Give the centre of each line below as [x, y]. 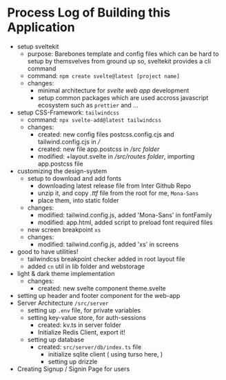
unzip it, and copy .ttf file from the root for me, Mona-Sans [118, 193]
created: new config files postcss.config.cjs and [106, 134]
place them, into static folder [78, 200]
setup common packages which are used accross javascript [123, 97]
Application [41, 27]
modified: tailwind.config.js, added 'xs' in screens [108, 244]
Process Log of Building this [89, 13]
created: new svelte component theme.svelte [102, 288]
